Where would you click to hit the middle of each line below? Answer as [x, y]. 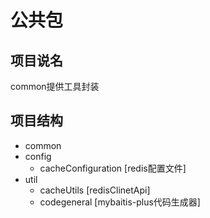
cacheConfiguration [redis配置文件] [113, 168]
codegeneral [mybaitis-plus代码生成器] [120, 202]
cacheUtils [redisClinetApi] [95, 190]
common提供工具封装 [55, 86]
